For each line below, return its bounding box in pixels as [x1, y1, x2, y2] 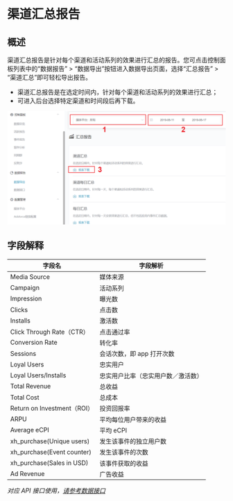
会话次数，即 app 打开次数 [99, 350, 175, 358]
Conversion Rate [10, 338, 58, 347]
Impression [10, 294, 42, 303]
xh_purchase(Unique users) [10, 436, 90, 445]
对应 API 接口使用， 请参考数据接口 [7, 486, 106, 495]
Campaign [10, 284, 40, 292]
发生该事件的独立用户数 [99, 437, 167, 445]
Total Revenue [10, 382, 51, 391]
